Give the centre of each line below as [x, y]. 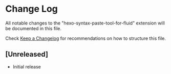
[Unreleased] [27, 54]
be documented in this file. [34, 28]
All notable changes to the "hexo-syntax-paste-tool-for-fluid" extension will [85, 23]
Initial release [27, 66]
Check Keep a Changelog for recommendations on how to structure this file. [86, 38]
